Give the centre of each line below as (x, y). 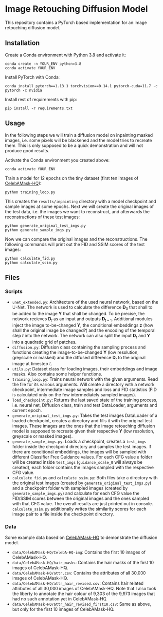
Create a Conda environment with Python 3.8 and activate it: (65, 55)
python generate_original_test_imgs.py (45, 226)
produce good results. (27, 150)
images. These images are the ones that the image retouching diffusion (83, 426)
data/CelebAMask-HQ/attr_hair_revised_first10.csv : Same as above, (82, 604)
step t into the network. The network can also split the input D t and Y (81, 336)
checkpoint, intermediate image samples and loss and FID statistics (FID (84, 390)
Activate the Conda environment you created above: (57, 160)
